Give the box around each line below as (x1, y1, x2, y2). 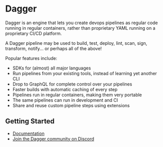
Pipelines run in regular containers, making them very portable (12, 92, 142, 98)
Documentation (12, 130, 45, 136)
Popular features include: (5, 55, 57, 61)
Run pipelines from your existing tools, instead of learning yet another (12, 70, 157, 76)
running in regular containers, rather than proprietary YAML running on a (5, 25, 156, 31)
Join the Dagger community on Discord (12, 135, 95, 141)
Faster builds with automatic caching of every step (12, 86, 118, 92)
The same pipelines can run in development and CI (12, 97, 118, 103)
